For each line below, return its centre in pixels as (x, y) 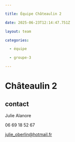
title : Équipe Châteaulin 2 (33, 14)
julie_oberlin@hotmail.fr (29, 134)
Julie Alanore (18, 115)
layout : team (18, 31)
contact (17, 104)
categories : (17, 40)
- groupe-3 (20, 58)
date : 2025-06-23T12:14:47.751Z (37, 22)
